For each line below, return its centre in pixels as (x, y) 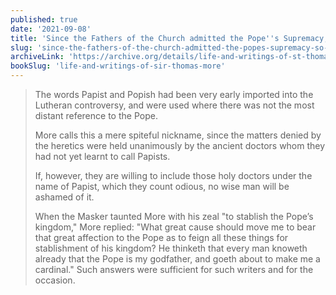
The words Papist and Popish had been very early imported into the (174, 94)
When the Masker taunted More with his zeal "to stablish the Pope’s (174, 216)
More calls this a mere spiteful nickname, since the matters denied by (178, 135)
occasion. (55, 280)
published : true (44, 19)
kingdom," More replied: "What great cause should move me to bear (175, 227)
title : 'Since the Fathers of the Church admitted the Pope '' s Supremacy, (169, 38)
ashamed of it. (64, 197)
